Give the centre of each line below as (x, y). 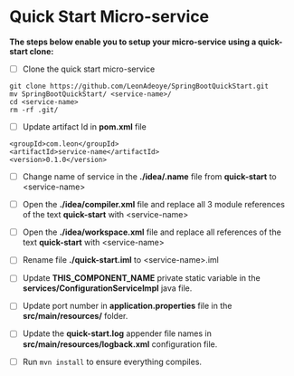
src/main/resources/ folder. (75, 316)
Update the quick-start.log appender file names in (117, 333)
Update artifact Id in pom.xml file (84, 127)
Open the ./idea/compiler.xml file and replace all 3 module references (153, 205)
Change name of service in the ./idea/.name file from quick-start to (150, 177)
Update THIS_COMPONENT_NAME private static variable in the (141, 278)
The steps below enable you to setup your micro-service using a (133, 42)
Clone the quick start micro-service (89, 69)
